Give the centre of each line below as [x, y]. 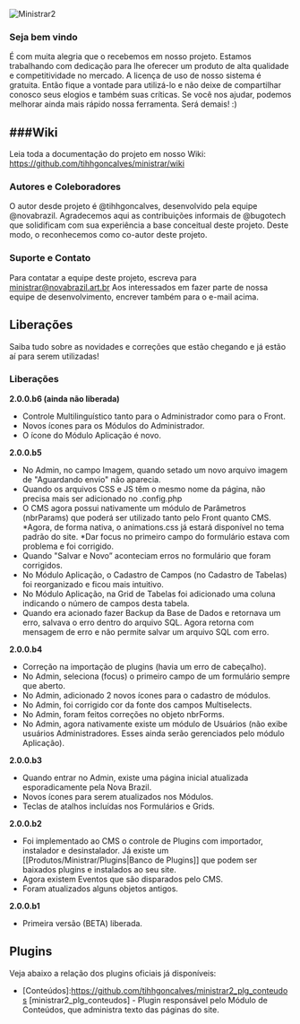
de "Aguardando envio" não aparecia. [91, 479]
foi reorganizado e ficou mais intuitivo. [93, 584]
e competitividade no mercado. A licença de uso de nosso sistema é [135, 75]
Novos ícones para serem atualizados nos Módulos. [118, 796]
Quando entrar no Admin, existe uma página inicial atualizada [135, 777]
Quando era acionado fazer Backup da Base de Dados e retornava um [151, 612]
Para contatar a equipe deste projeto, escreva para [103, 277]
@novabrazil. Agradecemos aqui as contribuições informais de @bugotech [148, 216]
